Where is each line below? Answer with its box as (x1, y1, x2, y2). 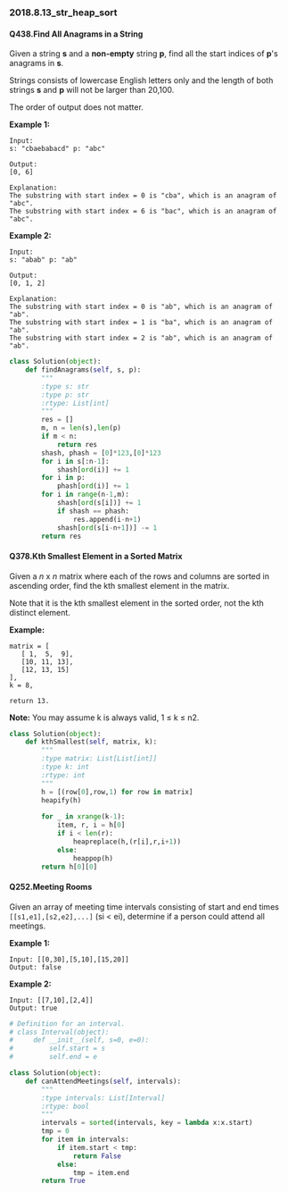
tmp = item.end (72, 1168, 129, 1177)
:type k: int (41, 762, 90, 772)
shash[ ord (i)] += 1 (56, 465, 129, 474)
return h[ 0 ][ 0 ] (41, 862, 98, 871)
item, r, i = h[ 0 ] (56, 820, 126, 830)
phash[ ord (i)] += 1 (56, 482, 129, 491)
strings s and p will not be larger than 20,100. (9, 85, 175, 96)
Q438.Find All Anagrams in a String (9, 29, 144, 39)
